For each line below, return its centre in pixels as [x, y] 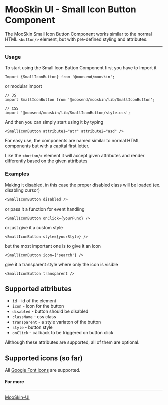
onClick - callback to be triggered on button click [63, 333]
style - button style [33, 327]
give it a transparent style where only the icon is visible [62, 264]
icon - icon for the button [38, 306]
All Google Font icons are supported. [43, 370]
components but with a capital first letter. [47, 146]
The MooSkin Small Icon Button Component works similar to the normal [79, 34]
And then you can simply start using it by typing [54, 122]
